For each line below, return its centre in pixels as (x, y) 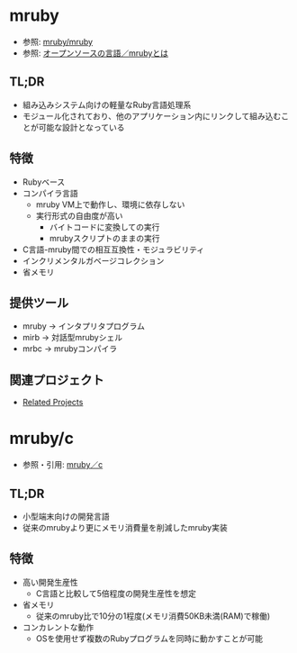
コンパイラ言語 (50, 193)
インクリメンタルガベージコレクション (93, 260)
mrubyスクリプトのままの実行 (104, 238)
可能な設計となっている (81, 127)
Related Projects (53, 403)
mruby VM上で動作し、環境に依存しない (110, 204)
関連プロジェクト (57, 380)
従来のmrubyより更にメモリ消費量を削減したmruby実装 (125, 527)
